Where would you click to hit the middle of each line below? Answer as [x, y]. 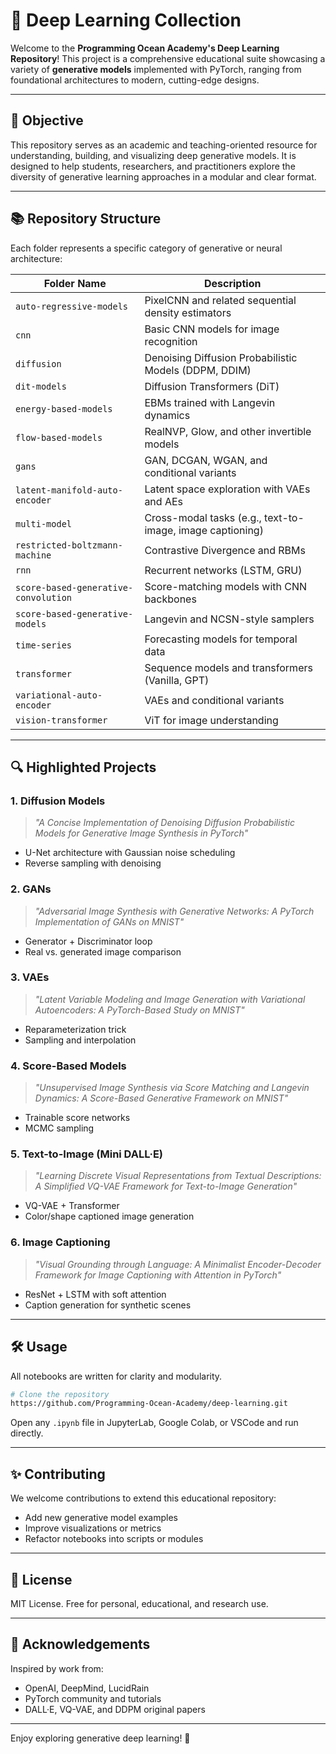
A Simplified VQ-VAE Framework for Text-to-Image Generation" [166, 1186]
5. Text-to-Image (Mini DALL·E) [87, 1154]
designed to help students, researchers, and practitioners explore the [153, 166]
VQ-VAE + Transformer [72, 1206]
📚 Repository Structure [86, 219]
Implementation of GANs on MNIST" [109, 921]
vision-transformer [61, 720]
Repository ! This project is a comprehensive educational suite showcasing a [168, 58]
